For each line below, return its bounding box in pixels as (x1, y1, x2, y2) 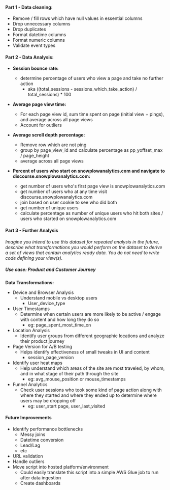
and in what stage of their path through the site (20, 370, 119, 376)
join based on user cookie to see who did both (20, 199, 118, 206)
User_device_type (27, 300, 65, 306)
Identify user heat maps (12, 360, 62, 366)
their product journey (20, 338, 65, 344)
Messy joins (20, 431, 46, 438)
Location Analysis (12, 327, 50, 333)
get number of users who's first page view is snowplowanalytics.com (20, 183, 165, 189)
